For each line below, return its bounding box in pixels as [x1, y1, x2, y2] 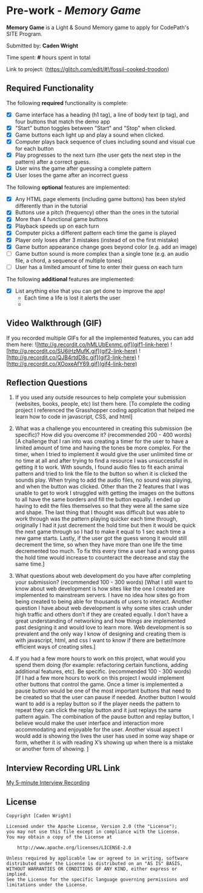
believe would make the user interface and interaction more [15, 719, 164, 727]
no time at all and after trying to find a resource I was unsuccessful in [15, 457, 188, 465]
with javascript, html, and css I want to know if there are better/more [15, 637, 186, 644]
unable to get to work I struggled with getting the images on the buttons [15, 490, 195, 497]
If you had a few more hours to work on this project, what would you [15, 655, 186, 662]
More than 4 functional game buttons [15, 216, 108, 223]
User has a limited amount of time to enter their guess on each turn [15, 263, 183, 270]
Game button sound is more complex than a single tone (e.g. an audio [15, 250, 189, 257]
